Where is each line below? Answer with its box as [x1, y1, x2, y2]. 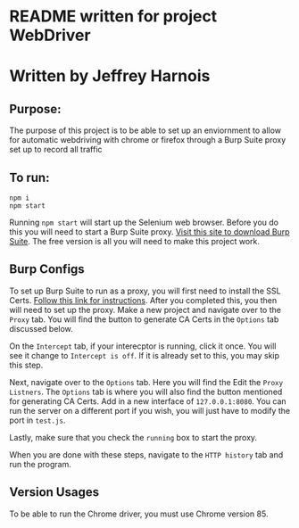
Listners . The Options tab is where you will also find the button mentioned [9, 386, 283, 397]
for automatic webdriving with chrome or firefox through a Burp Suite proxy [9, 135, 287, 145]
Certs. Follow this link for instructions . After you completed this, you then [9, 294, 278, 305]
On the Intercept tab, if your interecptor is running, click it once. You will [9, 341, 277, 351]
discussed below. [9, 323, 73, 334]
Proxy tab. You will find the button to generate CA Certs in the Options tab [9, 314, 279, 325]
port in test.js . [9, 415, 66, 425]
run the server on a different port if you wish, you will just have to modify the [9, 405, 291, 416]
